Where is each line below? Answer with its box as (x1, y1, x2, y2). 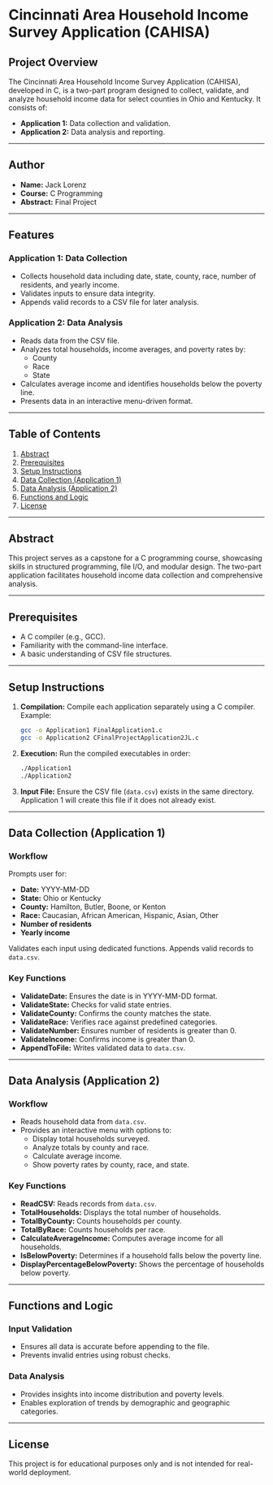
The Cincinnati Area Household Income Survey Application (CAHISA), (8, 77, 241, 86)
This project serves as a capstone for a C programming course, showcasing (8, 553, 262, 563)
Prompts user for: (8, 869, 67, 879)
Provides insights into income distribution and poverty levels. (19, 1389, 225, 1399)
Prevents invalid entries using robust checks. (19, 1350, 171, 1360)
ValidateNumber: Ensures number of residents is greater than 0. (19, 1025, 237, 1035)
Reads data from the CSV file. (19, 336, 120, 345)
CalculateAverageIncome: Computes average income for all (19, 1233, 223, 1243)
